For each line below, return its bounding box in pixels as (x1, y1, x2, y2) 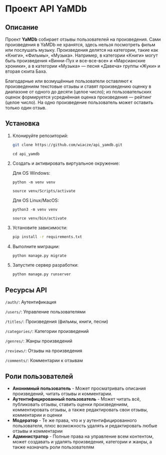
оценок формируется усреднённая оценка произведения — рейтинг (5, 94, 151, 100)
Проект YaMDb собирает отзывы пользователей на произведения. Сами (5, 36, 161, 42)
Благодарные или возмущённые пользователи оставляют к (5, 78, 132, 84)
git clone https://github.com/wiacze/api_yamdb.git (12, 142, 122, 147)
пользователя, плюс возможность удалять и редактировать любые (12, 422, 157, 428)
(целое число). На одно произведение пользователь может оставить (5, 99, 153, 105)
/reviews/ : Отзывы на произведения (5, 348, 82, 354)
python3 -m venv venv (12, 207, 57, 212)
